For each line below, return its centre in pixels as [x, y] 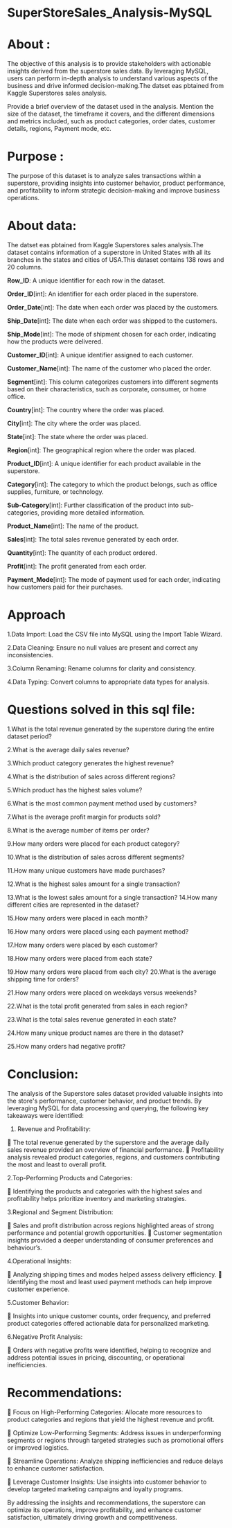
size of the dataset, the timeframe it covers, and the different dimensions [111, 114]
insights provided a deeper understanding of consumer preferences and [110, 1240]
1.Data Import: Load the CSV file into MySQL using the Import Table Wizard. [115, 634]
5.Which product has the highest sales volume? [75, 790]
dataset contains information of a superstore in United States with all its [109, 252]
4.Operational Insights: [39, 1261]
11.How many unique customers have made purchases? [86, 870]
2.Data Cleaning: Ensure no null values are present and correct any [103, 647]
